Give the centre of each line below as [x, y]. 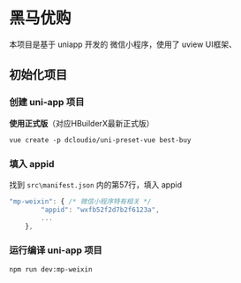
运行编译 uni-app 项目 [56, 250]
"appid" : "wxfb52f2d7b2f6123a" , [101, 210]
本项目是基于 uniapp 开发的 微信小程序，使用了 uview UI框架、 [123, 44]
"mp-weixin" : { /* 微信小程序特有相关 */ [80, 201]
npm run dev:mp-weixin [51, 269]
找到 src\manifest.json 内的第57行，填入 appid [96, 184]
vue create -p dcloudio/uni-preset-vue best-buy [100, 140]
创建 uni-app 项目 [47, 103]
